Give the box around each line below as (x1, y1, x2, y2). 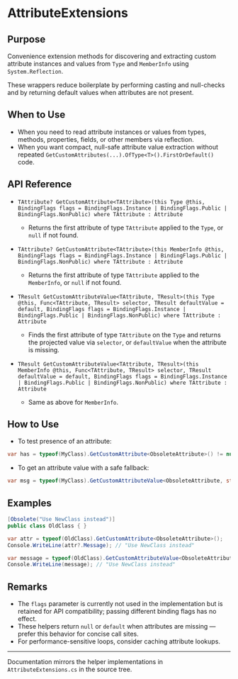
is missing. (28, 345, 60, 354)
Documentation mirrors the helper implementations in (7, 658, 164, 666)
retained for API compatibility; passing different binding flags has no (17, 607, 217, 616)
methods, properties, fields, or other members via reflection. (17, 135, 195, 143)
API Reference (7, 179, 72, 191)
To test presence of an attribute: (17, 437, 112, 446)
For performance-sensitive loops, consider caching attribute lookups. (17, 637, 221, 646)
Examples (7, 497, 52, 509)
